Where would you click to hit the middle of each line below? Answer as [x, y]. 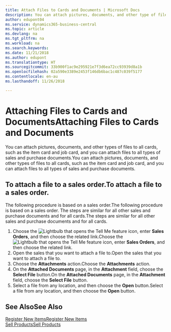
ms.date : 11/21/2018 [27, 53]
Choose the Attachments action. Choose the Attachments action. [81, 264]
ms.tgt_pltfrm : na [25, 39]
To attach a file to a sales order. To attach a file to [83, 185]
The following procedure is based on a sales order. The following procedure [84, 205]
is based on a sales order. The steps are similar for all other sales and [78, 210]
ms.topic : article [25, 29]
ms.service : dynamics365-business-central [51, 24]
